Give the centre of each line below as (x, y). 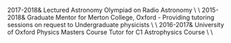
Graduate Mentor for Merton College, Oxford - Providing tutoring (121, 17)
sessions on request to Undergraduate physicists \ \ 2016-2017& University (116, 25)
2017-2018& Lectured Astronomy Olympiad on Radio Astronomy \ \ (104, 10)
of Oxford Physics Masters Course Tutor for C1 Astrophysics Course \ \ (110, 32)
